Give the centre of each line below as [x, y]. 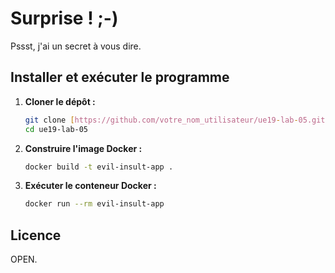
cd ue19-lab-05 [56, 129]
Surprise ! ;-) [64, 18]
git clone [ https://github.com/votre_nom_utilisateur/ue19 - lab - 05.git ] [177, 120]
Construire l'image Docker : [83, 148]
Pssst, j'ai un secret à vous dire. [76, 46]
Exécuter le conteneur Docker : [90, 186]
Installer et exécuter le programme [120, 77]
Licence [36, 235]
